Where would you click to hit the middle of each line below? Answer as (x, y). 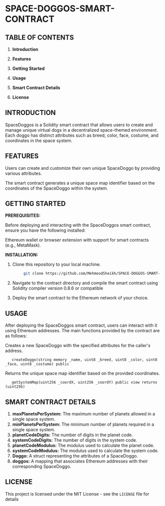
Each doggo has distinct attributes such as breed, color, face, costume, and (82, 135)
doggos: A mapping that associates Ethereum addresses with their (80, 461)
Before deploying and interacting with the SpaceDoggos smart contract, (78, 225)
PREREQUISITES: (23, 215)
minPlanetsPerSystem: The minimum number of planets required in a (83, 424)
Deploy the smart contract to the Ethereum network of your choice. (80, 298)
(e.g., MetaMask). (23, 245)
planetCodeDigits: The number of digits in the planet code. (72, 435)
